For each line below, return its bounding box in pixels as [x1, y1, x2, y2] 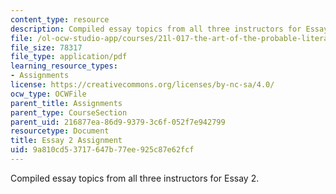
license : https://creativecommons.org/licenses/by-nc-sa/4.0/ [10, 80, 275, 90]
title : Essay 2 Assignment [10, 136, 123, 146]
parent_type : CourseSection [10, 107, 128, 118]
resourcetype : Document [10, 126, 110, 136]
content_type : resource [10, 14, 110, 25]
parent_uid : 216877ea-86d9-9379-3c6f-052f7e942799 [10, 117, 226, 127]
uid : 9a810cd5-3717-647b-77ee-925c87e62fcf [10, 145, 195, 155]
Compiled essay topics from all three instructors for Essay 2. [10, 172, 260, 184]
